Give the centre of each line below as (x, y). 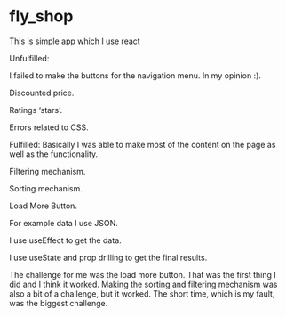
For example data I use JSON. (64, 223)
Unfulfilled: (29, 58)
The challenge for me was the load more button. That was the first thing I (143, 274)
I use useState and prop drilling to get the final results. (108, 257)
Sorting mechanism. (46, 188)
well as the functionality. (54, 154)
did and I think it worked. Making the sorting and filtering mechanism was (143, 284)
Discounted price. (42, 93)
